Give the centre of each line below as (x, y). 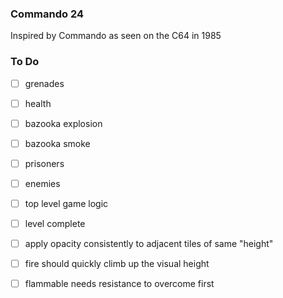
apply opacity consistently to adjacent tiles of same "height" (149, 244)
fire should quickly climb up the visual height (117, 264)
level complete (55, 224)
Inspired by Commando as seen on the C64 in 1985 (116, 36)
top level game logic (66, 203)
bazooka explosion (63, 123)
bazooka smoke (57, 143)
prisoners (44, 163)
